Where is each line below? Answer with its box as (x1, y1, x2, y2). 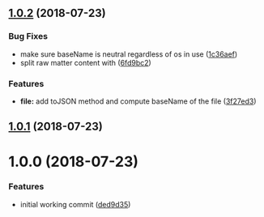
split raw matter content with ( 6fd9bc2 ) (19, 57, 151, 67)
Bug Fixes (8, 31, 49, 42)
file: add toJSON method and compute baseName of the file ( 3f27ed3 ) (19, 96, 257, 106)
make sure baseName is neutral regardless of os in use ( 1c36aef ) (19, 49, 238, 59)
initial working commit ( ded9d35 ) (19, 199, 131, 209)
